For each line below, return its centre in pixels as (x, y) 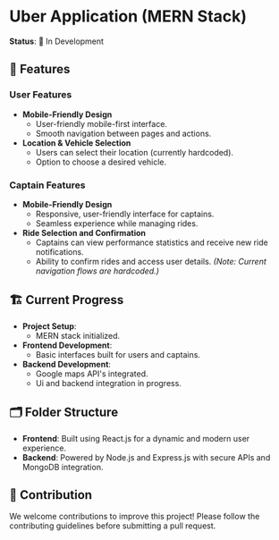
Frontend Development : (67, 345)
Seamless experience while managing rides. (117, 223)
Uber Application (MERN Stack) (128, 17)
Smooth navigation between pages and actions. (123, 133)
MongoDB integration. (63, 467)
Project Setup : (49, 326)
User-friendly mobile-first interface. (101, 123)
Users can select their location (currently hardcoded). (135, 152)
